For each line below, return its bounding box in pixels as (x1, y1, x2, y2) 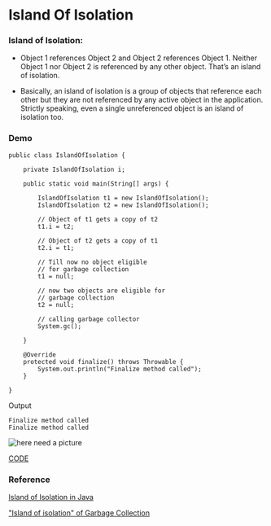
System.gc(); (37, 322, 82, 331)
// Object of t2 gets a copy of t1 (37, 236, 159, 245)
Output (8, 401, 32, 410)
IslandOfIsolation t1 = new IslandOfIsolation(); (37, 194, 209, 202)
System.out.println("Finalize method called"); (37, 365, 202, 373)
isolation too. (20, 112, 64, 122)
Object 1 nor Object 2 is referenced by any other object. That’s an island (20, 62, 261, 72)
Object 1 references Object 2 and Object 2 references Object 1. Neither (20, 53, 258, 63)
